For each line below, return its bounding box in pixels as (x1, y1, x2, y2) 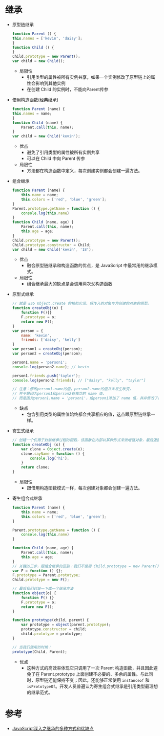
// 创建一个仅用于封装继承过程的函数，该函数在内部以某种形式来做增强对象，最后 (12, 438, 154, 443)
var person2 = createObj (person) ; (12, 351, 82, 356)
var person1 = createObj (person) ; (12, 347, 82, 352)
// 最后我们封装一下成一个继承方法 (12, 586, 74, 591)
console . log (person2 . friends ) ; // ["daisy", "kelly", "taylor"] (12, 378, 146, 383)
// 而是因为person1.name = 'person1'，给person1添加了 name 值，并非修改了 (12, 396, 158, 401)
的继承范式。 (26, 689, 53, 695)
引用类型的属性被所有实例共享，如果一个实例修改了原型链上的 (26, 74, 151, 80)
